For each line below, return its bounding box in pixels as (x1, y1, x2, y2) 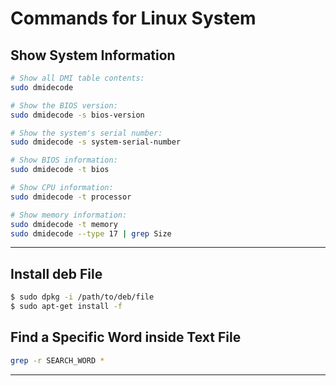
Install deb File (10, 265, 103, 282)
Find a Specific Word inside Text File (10, 329, 242, 346)
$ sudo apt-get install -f (10, 302, 123, 312)
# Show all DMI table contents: (10, 73, 145, 83)
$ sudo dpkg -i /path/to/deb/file (10, 292, 155, 302)
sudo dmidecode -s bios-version (10, 110, 145, 120)
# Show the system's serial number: (10, 128, 163, 138)
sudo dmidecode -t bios (10, 165, 110, 175)
